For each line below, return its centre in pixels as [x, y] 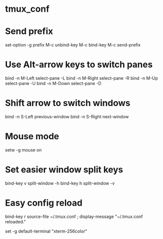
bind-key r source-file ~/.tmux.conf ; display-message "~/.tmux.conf [74, 217]
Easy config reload [44, 203]
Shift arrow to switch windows [68, 103]
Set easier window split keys [64, 170]
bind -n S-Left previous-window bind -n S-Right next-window [67, 117]
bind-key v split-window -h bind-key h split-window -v [60, 183]
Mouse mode [32, 137]
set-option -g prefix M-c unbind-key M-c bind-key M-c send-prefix [73, 45]
